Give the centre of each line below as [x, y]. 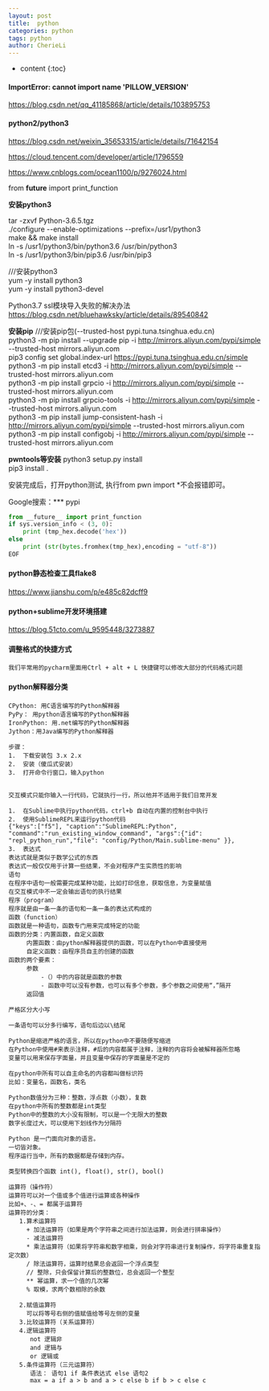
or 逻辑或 [44, 1356]
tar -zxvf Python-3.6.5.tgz [51, 220]
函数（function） [35, 917]
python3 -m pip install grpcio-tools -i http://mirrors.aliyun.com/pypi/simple [132, 399]
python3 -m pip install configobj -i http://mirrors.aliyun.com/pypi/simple [127, 434]
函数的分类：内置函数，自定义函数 [56, 934]
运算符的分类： [29, 1213]
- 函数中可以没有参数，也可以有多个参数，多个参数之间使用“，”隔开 [136, 985]
